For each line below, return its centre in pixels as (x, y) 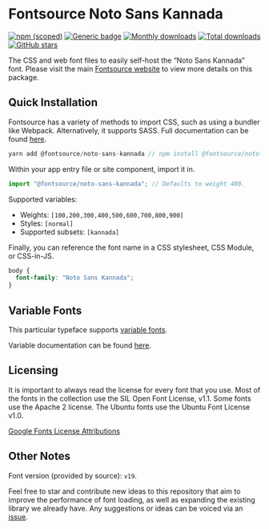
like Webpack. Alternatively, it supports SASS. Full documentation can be (128, 130)
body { (19, 271)
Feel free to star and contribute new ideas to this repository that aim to (124, 491)
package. (24, 77)
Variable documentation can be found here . (80, 345)
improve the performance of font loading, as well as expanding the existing (132, 499)
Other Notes (39, 456)
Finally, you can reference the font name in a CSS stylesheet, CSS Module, (131, 247)
